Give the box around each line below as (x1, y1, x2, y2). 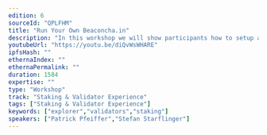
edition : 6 (8, 11, 44, 20)
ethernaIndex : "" (8, 56, 66, 64)
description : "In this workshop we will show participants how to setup (8, 33, 254, 42)
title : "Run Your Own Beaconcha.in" (8, 26, 130, 34)
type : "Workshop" (8, 85, 66, 94)
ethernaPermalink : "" (8, 64, 80, 71)
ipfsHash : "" (8, 48, 52, 56)
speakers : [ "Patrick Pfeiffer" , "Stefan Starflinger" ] (8, 115, 191, 123)
